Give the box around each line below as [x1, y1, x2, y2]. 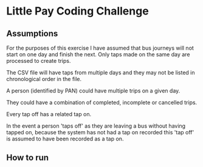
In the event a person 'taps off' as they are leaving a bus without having [6, 122, 186, 129]
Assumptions [6, 28, 58, 39]
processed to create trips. [6, 57, 71, 64]
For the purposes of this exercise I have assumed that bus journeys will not [6, 44, 194, 51]
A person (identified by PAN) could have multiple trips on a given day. [6, 87, 181, 94]
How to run [6, 152, 49, 163]
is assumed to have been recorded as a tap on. [6, 135, 124, 142]
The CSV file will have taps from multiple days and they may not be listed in [6, 69, 196, 76]
